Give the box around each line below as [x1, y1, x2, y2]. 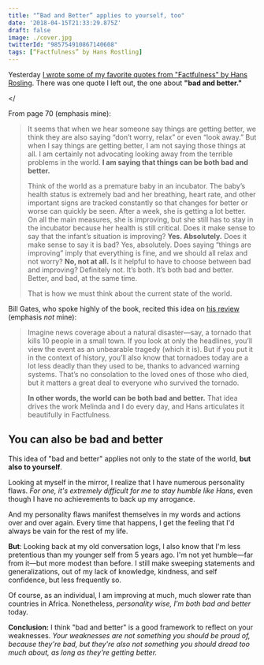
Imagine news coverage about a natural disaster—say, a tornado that [27, 328, 251, 337]
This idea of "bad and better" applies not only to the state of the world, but [8, 454, 251, 463]
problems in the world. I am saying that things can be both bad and [27, 158, 248, 166]
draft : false [8, 26, 51, 34]
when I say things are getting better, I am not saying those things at [27, 141, 246, 150]
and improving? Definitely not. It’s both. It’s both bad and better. [27, 265, 234, 275]
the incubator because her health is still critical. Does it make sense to [27, 223, 255, 233]
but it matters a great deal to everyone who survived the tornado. [27, 378, 240, 387]
